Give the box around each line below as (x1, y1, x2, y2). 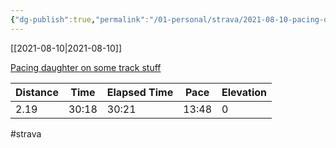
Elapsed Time (106, 85, 174, 99)
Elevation (221, 85, 268, 99)
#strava (10, 127, 42, 140)
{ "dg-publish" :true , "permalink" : (10, 14, 150, 25)
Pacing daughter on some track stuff (10, 61, 162, 73)
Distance (15, 85, 59, 99)
